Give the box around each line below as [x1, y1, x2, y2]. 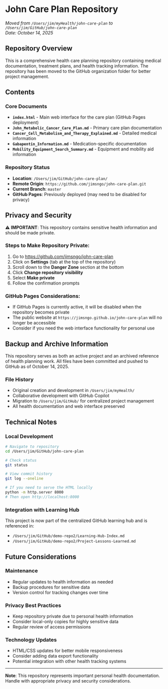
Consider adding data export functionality [12, 653, 98, 659]
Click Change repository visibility [12, 269, 83, 275]
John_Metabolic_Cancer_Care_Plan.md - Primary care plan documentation [12, 125, 162, 131]
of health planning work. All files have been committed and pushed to [5, 358, 148, 364]
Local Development [5, 432, 53, 439]
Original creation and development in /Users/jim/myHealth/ [12, 387, 135, 393]
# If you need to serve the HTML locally [5, 485, 93, 490]
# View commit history [5, 471, 52, 476]
